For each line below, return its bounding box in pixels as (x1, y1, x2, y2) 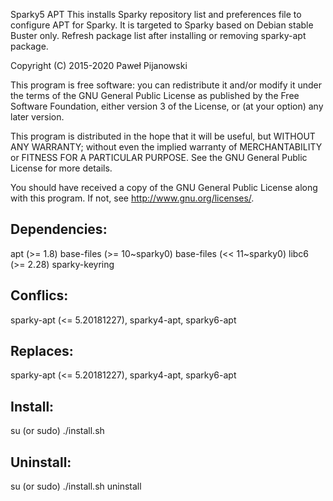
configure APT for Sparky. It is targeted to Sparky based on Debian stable (10, 19, 314, 31)
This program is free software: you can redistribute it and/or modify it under (10, 79, 322, 91)
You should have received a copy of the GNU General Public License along (10, 182, 318, 193)
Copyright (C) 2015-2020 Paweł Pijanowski (10, 60, 188, 71)
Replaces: (10, 343, 74, 360)
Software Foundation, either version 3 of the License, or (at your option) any (10, 100, 324, 112)
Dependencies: (10, 221, 108, 238)
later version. (10, 111, 65, 123)
